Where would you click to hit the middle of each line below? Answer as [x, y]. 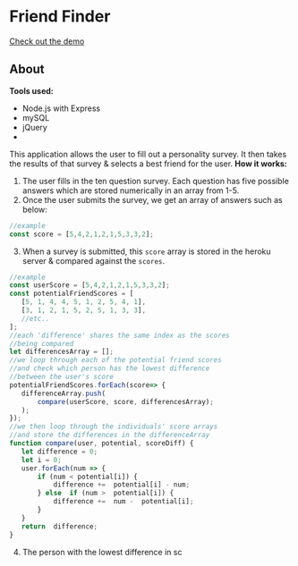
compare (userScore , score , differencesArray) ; [126, 401]
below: [34, 209]
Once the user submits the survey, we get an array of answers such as [153, 199]
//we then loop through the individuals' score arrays [114, 427]
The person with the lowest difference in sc [102, 552]
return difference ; [60, 526]
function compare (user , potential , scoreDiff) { [102, 444]
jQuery [34, 127]
